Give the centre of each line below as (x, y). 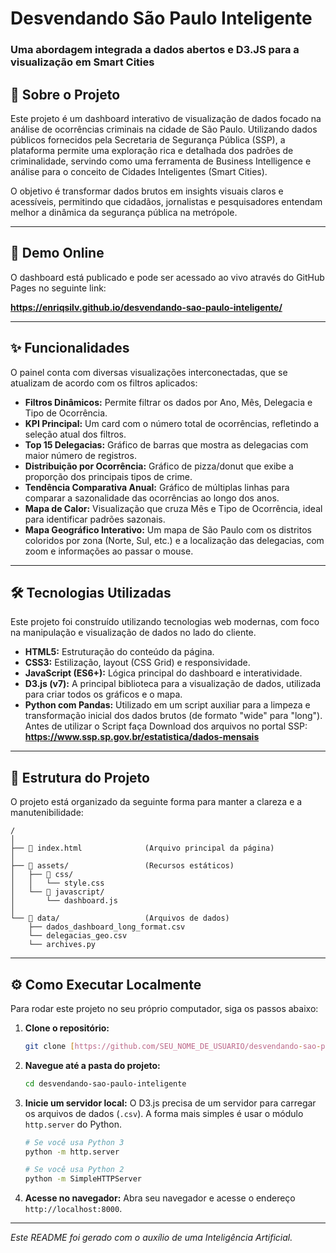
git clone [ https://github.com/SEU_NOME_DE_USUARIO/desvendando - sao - (173, 1046)
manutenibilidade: (47, 813)
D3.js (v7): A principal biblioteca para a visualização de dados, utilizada (173, 684)
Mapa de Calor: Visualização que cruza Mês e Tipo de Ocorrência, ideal (173, 508)
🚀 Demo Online (57, 253)
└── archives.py (62, 945)
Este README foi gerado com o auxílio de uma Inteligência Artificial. (151, 1238)
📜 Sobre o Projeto (65, 94)
